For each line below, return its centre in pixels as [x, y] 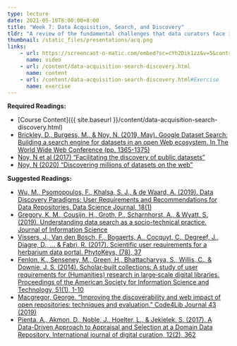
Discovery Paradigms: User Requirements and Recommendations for [117, 200]
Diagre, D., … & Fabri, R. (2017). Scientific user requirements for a [112, 245]
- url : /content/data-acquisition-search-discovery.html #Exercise [120, 79]
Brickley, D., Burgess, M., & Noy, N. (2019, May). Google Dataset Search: [122, 135]
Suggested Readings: [39, 179]
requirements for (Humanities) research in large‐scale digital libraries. [119, 275]
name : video [43, 60]
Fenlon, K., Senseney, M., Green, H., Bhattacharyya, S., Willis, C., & [115, 260]
